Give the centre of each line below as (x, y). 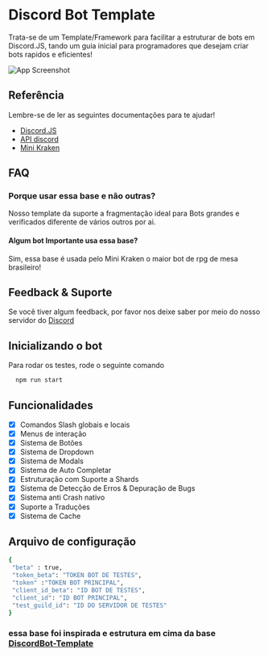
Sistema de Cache (50, 516)
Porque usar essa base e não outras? (82, 196)
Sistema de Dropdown (57, 452)
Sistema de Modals (52, 461)
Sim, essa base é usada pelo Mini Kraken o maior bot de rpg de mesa (124, 258)
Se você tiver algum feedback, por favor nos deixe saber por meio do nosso (134, 312)
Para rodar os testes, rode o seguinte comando (87, 366)
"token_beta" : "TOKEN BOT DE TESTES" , (77, 575)
